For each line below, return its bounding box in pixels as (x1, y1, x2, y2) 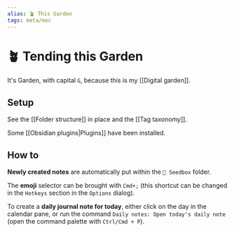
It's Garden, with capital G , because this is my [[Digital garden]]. (7, 76, 191, 85)
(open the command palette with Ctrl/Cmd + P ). (7, 217, 145, 226)
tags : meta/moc (7, 17, 52, 24)
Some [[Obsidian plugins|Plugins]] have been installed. (7, 129, 166, 137)
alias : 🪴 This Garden (7, 10, 72, 18)
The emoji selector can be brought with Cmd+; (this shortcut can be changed (7, 182, 228, 190)
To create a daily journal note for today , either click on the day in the (7, 203, 207, 211)
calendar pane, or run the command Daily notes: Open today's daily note (7, 210, 226, 218)
